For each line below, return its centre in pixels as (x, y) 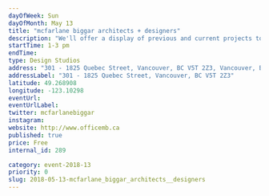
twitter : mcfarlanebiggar (51, 113)
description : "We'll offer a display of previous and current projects (130, 38)
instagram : (26, 120)
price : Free (28, 143)
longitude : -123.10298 (46, 90)
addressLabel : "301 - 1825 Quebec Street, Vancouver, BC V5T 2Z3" (121, 76)
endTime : (23, 53)
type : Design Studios (44, 61)
